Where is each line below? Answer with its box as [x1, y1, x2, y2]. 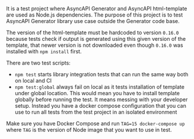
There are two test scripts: [6, 59, 71, 66]
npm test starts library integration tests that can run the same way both [14, 71, 189, 77]
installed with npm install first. [6, 48, 82, 55]
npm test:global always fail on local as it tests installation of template [14, 83, 185, 90]
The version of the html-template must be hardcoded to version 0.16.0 [6, 29, 179, 36]
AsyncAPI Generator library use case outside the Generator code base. [6, 18, 180, 24]
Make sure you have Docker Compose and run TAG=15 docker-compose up [6, 120, 185, 127]
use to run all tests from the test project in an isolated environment [14, 109, 177, 115]
